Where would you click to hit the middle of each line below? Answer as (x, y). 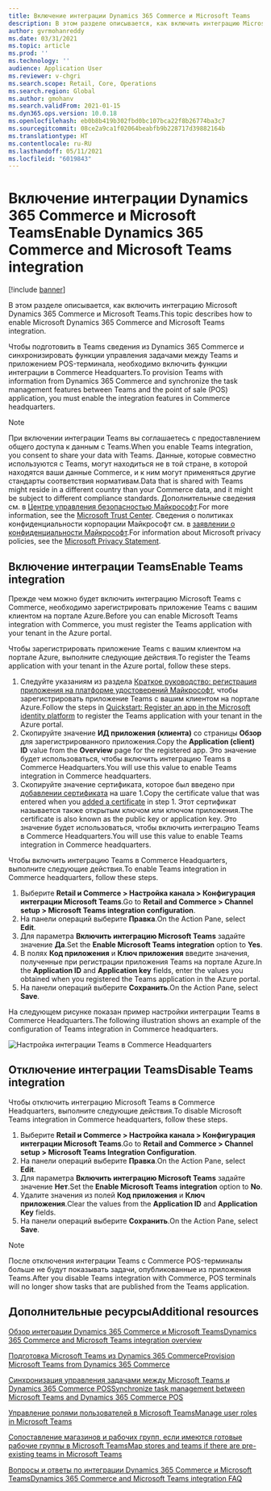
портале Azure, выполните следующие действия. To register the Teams (129, 657)
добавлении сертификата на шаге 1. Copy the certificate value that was (140, 793)
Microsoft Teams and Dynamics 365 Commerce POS (96, 1397)
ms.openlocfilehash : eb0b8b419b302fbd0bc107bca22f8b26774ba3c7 (117, 121)
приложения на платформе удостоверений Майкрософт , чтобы (129, 690)
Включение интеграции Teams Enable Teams (126, 566)
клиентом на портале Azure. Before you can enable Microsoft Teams (123, 616)
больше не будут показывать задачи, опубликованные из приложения (130, 1269)
